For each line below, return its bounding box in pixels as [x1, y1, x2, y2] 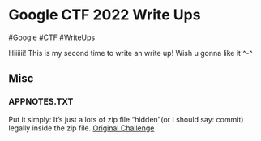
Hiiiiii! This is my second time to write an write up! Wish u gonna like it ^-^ [8, 48, 253, 58]
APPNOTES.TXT [8, 96, 74, 107]
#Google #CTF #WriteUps [8, 32, 96, 42]
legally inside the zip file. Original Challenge [8, 123, 155, 133]
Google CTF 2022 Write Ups [8, 6, 201, 24]
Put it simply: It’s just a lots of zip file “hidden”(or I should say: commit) [8, 114, 244, 124]
